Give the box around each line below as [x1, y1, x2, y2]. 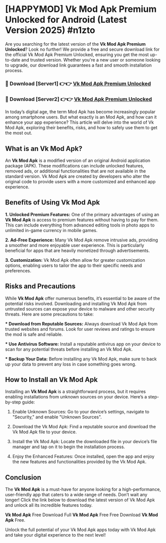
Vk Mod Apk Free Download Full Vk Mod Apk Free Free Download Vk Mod [5, 512, 159, 518]
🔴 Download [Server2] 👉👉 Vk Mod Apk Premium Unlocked [5, 95, 152, 102]
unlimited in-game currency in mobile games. [5, 227, 98, 233]
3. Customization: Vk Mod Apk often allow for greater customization [5, 257, 145, 263]
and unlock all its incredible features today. [5, 502, 93, 508]
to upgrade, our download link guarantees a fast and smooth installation [5, 62, 152, 68]
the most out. [5, 130, 32, 136]
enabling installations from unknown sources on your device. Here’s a [5, 394, 147, 400]
